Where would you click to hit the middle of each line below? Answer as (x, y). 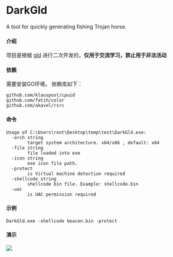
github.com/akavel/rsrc (35, 106)
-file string (27, 148)
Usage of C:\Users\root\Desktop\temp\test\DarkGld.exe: (76, 132)
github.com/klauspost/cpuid (41, 95)
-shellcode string (34, 179)
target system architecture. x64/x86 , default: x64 (94, 142)
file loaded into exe (54, 153)
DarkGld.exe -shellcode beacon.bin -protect (62, 221)
